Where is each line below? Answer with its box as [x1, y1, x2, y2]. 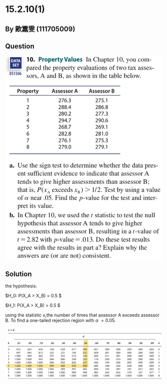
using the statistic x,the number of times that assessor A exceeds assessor [5, 312, 160, 318]
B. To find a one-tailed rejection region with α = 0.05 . [5, 317, 116, 323]
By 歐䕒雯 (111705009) [5, 25, 75, 33]
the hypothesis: [5, 283, 37, 289]
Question [5, 42, 34, 51]
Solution [5, 270, 32, 278]
